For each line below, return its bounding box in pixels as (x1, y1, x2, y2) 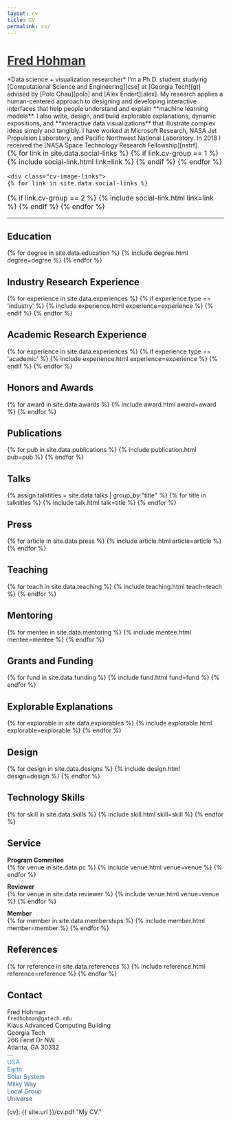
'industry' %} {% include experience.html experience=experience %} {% (7, 301, 214, 310)
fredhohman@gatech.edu (7, 1015, 72, 1022)
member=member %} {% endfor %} (7, 924, 109, 932)
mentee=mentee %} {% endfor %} (7, 635, 105, 643)
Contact (7, 989, 43, 1001)
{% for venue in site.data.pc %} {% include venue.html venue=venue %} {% (7, 863, 223, 872)
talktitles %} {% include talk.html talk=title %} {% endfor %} (7, 499, 177, 507)
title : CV (7, 17, 36, 23)
